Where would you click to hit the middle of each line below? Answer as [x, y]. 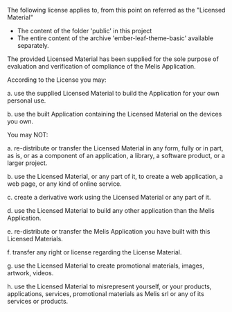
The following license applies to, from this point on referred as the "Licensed [116, 10]
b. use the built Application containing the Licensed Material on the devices [115, 114]
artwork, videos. [30, 273]
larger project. [27, 163]
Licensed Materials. [35, 239]
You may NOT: [28, 135]
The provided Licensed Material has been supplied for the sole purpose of [113, 59]
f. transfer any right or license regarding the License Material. [95, 252]
